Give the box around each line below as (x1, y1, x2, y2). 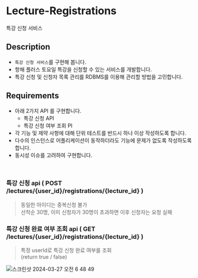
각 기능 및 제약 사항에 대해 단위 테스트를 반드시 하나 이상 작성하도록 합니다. (14, 129, 187, 137)
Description (6, 42, 50, 52)
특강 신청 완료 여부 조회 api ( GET (6, 225, 96, 233)
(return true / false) (20, 253, 67, 261)
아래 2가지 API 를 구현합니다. (14, 107, 82, 114)
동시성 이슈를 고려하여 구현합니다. (14, 151, 93, 159)
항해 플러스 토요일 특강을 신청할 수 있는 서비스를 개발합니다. (14, 66, 152, 73)
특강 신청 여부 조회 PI (23, 122, 73, 129)
